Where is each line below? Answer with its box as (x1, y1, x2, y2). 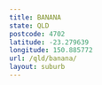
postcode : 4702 (9, 29, 66, 38)
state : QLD (9, 21, 50, 30)
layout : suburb (9, 63, 66, 72)
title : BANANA (9, 12, 62, 22)
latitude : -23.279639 (9, 37, 90, 47)
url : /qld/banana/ (9, 54, 77, 63)
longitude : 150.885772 (9, 46, 93, 55)
